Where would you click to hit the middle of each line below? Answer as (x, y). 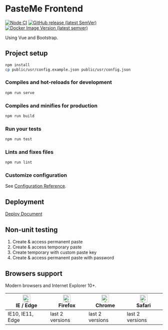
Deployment (25, 202)
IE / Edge (26, 305)
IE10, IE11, (21, 313)
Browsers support (34, 273)
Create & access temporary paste (47, 247)
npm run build (20, 116)
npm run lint (19, 162)
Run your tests (23, 129)
